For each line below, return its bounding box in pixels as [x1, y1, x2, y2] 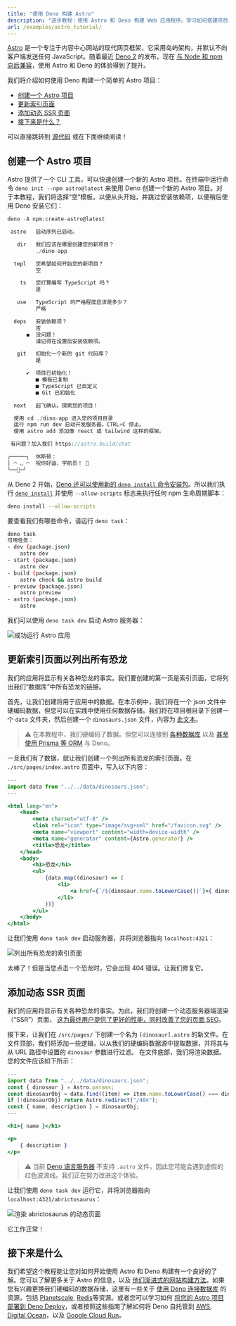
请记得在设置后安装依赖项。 [35, 337, 104, 345]
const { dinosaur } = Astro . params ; [7, 1084, 114, 1091]
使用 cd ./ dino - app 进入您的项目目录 [13, 415, 114, 422]
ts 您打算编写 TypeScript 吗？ [20, 280, 110, 287]
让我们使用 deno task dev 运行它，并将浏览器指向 [7, 1186, 150, 1194]
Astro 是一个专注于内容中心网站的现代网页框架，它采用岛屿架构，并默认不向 [7, 44, 228, 52]
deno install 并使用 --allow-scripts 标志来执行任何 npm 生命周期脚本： [15, 489, 227, 497]
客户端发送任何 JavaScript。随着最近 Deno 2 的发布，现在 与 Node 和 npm [7, 52, 223, 61]
